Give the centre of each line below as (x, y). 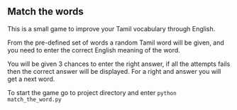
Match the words (45, 12)
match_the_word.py (34, 99)
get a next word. (31, 79)
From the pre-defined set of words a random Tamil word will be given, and (116, 43)
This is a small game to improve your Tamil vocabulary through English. (111, 28)
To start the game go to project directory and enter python (92, 92)
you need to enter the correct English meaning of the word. (94, 50)
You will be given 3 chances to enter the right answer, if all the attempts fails (119, 64)
